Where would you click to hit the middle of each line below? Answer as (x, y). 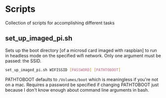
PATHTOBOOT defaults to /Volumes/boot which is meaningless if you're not (82, 79)
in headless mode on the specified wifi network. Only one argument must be (83, 55)
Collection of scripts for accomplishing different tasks (60, 23)
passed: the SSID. (23, 61)
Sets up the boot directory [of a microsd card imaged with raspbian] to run (81, 50)
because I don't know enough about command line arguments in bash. (77, 90)
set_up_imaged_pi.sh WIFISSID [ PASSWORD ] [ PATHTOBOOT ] (63, 70)
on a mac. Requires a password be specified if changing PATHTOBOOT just (82, 85)
